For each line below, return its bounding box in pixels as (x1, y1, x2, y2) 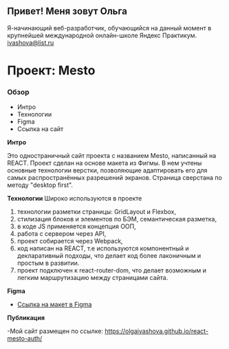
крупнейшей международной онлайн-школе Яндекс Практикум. (7, 31, 197, 39)
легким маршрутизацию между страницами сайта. (17, 274, 168, 282)
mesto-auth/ (7, 335, 43, 343)
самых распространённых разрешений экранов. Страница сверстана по (7, 174, 222, 182)
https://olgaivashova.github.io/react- (105, 327, 208, 335)
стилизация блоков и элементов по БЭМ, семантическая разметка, (17, 215, 217, 223)
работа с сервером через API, (17, 230, 107, 238)
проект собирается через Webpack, (17, 237, 123, 246)
